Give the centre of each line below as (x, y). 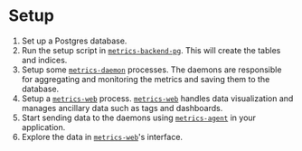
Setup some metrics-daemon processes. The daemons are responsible (151, 70)
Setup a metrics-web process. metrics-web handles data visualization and (157, 98)
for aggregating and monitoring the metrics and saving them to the (146, 79)
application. (43, 127)
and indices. (44, 60)
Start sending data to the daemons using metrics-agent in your (139, 118)
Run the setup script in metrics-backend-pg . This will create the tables (151, 50)
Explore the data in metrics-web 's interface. (102, 137)
